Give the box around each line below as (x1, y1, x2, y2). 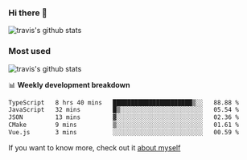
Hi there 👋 (8, 7, 48, 18)
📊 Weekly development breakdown (8, 80, 130, 89)
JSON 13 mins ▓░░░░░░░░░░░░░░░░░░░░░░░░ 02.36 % (8, 113, 240, 121)
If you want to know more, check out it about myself (8, 142, 181, 152)
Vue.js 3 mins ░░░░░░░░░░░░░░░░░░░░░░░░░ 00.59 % (8, 129, 240, 137)
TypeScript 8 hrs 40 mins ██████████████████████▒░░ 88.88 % (8, 98, 240, 107)
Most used (8, 46, 51, 57)
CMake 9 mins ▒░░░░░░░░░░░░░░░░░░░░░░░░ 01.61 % (8, 121, 240, 129)
